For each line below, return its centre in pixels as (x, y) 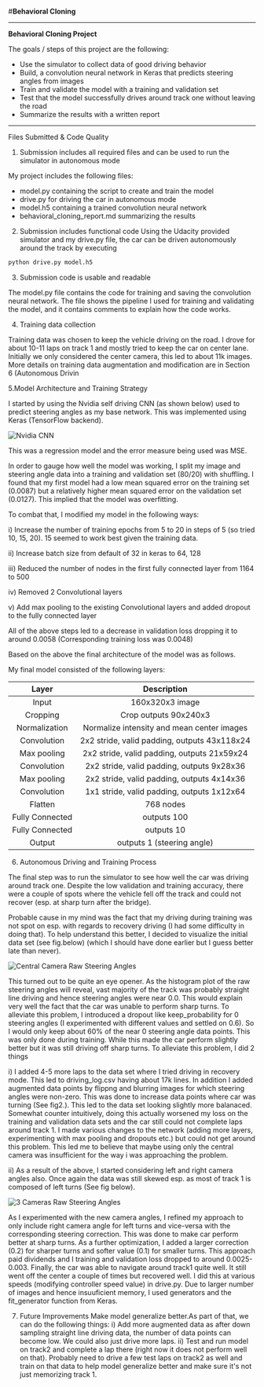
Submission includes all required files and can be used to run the (125, 152)
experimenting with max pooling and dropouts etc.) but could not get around (132, 1138)
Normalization (42, 727)
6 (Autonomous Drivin (44, 373)
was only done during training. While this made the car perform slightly (123, 1039)
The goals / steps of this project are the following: (88, 49)
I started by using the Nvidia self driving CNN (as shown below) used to (124, 403)
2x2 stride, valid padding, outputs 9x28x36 (165, 766)
